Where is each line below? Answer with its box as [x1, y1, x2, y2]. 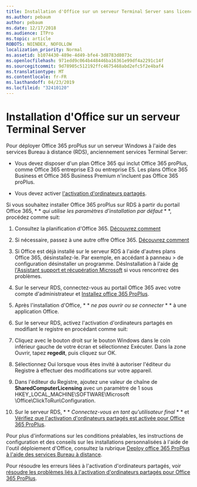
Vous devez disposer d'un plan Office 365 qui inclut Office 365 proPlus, [14, 160, 189, 167]
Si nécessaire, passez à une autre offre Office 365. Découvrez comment [14, 236, 189, 243]
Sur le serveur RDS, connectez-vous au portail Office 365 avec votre [14, 284, 181, 291]
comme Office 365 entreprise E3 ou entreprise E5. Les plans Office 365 [14, 165, 188, 173]
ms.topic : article [6, 36, 51, 42]
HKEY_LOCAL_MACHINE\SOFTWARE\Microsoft [14, 391, 130, 398]
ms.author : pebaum [6, 14, 51, 20]
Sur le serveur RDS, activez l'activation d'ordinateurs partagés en [14, 319, 173, 326]
